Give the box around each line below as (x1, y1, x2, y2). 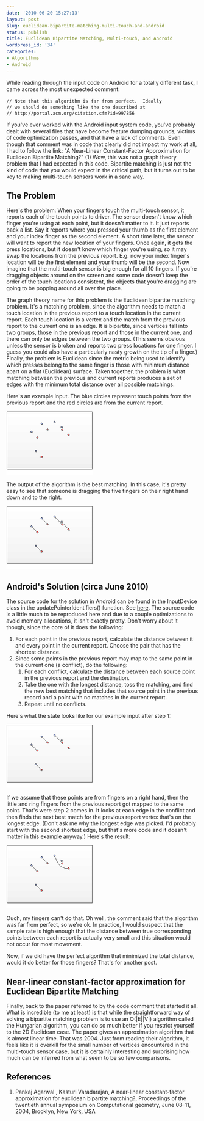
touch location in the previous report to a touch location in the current (6, 309, 181, 317)
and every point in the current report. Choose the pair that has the (15, 642, 181, 649)
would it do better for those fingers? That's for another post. (6, 959, 157, 966)
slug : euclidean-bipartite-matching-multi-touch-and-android (6, 23, 165, 29)
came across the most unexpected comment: (6, 86, 120, 93)
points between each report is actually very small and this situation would (6, 934, 191, 941)
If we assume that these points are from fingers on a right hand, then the (6, 794, 189, 801)
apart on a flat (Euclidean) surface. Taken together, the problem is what (6, 368, 186, 375)
